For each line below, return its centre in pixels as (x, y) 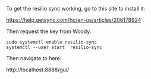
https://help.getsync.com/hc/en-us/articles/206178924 (74, 20)
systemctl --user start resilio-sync (54, 47)
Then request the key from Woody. (49, 31)
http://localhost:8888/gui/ (38, 70)
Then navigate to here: (34, 58)
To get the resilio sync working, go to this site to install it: (76, 9)
